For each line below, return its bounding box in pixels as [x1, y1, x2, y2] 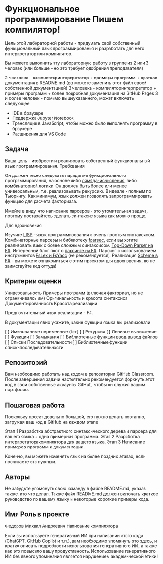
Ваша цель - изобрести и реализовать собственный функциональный [5, 157, 150, 164]
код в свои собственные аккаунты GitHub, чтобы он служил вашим [5, 382, 145, 388]
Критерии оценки [5, 277, 62, 286]
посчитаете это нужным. [5, 459, 57, 465]
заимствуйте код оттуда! [5, 263, 57, 269]
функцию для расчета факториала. [5, 198, 78, 204]
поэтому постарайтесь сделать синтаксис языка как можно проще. [5, 213, 147, 219]
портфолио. [5, 387, 29, 393]
